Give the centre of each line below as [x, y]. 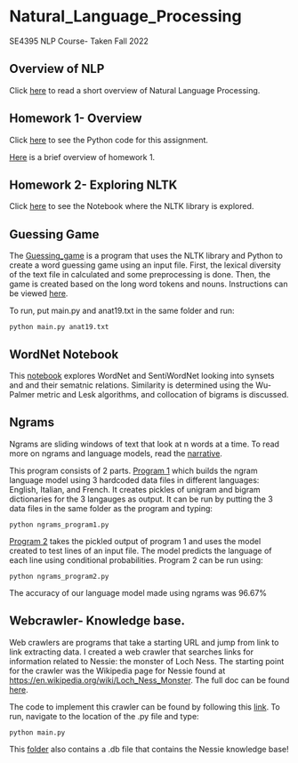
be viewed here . [39, 293]
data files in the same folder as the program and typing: [111, 508]
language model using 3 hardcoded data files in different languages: [134, 480]
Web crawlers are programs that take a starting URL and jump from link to [144, 642]
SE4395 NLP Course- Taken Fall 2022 [79, 41]
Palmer [22, 394]
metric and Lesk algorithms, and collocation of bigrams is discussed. [163, 394]
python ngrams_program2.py [59, 576]
